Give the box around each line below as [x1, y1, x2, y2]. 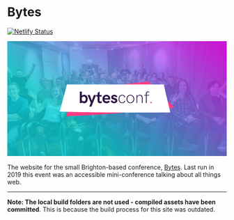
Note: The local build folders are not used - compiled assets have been [7, 198, 216, 206]
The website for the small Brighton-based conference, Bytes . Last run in [7, 163, 214, 171]
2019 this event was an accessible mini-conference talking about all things [7, 170, 221, 178]
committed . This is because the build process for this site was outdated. [7, 205, 216, 213]
